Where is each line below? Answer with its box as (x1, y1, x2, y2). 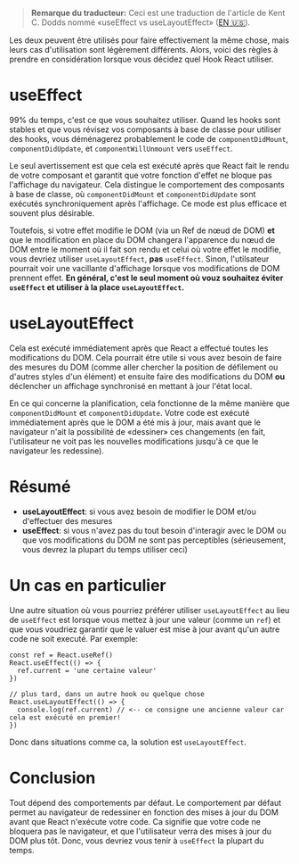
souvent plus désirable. (9, 207, 95, 218)
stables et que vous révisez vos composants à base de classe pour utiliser (9, 124, 282, 135)
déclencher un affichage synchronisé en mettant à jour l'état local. (9, 380, 253, 391)
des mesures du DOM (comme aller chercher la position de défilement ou (9, 361, 279, 372)
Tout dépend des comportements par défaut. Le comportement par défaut (9, 797, 282, 808)
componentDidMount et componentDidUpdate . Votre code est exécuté (9, 407, 250, 418)
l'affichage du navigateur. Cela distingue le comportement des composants (9, 179, 285, 190)
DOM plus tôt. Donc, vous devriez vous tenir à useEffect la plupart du (9, 835, 264, 846)
